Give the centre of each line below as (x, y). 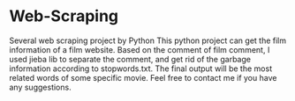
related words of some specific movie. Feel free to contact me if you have (143, 77)
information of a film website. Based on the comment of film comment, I (140, 49)
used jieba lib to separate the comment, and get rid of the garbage (130, 59)
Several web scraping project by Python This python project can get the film (148, 40)
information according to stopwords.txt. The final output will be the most (140, 69)
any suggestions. (41, 87)
